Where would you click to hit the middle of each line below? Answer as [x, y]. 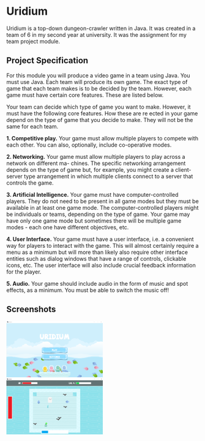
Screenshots [31, 309]
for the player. [24, 272]
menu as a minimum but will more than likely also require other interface [97, 252]
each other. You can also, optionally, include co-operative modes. [89, 145]
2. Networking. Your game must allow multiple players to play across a [96, 156]
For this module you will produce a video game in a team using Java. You [98, 75]
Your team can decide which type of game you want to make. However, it [99, 107]
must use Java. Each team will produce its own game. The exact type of [97, 82]
